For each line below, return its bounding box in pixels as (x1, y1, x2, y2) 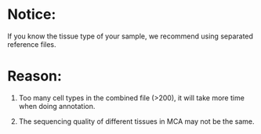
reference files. (7, 39, 56, 49)
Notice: (7, 5, 56, 24)
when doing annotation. (18, 101, 96, 110)
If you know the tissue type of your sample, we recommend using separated (7, 31, 254, 41)
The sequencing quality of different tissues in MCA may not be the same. (18, 116, 255, 126)
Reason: (7, 67, 62, 85)
